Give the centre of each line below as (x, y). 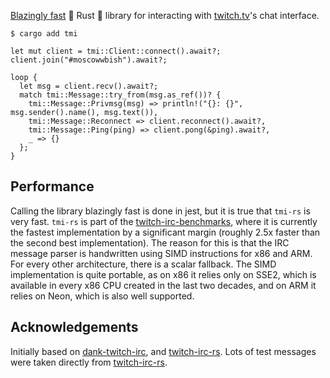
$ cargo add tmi (44, 34)
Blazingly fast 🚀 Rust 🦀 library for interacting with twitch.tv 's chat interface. (165, 15)
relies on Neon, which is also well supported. (102, 296)
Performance (52, 186)
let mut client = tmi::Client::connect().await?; (116, 51)
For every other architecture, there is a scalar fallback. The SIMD (143, 264)
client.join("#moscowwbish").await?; (89, 60)
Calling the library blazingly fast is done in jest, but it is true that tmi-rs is (160, 211)
